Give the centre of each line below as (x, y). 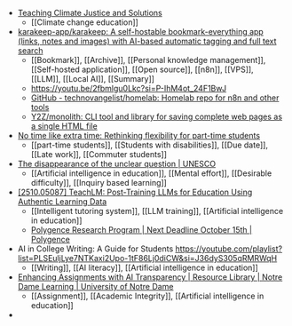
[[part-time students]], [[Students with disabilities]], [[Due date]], (150, 145)
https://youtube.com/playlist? (229, 249)
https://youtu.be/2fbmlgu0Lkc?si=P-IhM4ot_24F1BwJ (129, 88)
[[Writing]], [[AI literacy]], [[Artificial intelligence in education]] (145, 267)
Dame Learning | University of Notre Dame (95, 286)
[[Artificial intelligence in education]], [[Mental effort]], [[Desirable (151, 173)
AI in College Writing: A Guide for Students (95, 249)
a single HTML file (64, 126)
